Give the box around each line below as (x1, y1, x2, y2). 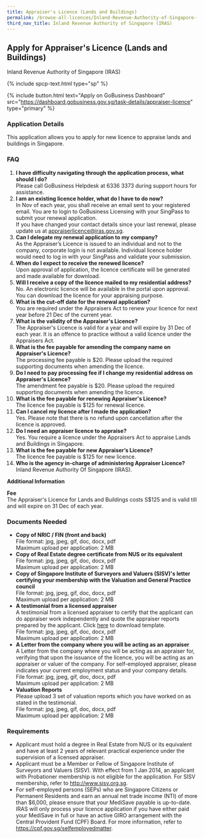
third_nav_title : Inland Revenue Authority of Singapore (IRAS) (7, 20, 173, 26)
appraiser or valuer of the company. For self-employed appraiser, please (15, 660, 197, 668)
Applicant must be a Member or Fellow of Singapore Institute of (15, 760, 174, 768)
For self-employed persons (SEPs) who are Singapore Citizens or (15, 786, 179, 793)
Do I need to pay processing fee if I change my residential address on (15, 369, 193, 376)
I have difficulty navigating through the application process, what (15, 169, 184, 176)
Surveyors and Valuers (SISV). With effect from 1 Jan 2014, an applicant (15, 766, 195, 774)
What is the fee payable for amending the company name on (15, 343, 171, 350)
